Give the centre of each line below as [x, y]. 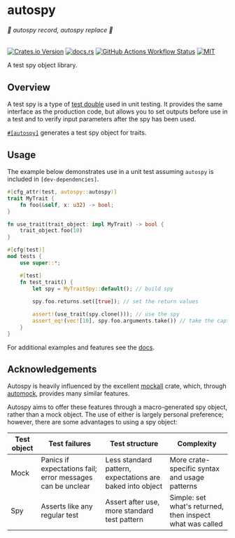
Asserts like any [67, 506]
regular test [60, 516]
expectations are [133, 478]
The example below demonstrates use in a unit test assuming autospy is [111, 172]
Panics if [55, 460]
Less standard [129, 460]
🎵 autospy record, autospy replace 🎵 [60, 29]
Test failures [70, 444]
